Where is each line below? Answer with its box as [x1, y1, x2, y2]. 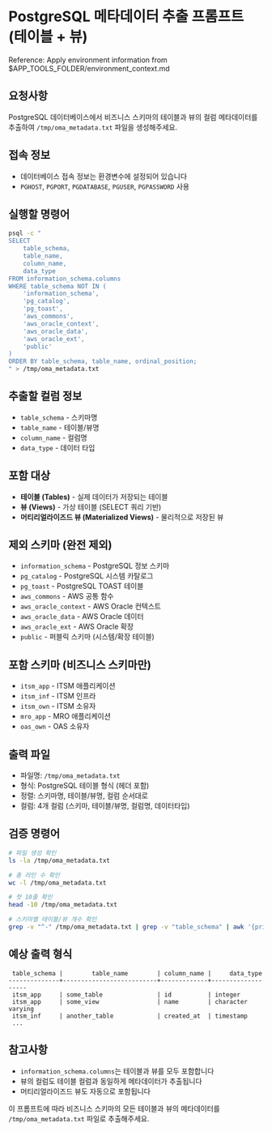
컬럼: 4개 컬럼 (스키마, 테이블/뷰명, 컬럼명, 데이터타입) [19, 801, 190, 811]
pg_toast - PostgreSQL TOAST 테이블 [19, 581, 144, 591]
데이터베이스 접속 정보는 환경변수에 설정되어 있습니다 [19, 171, 188, 181]
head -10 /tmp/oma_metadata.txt [8, 901, 117, 909]
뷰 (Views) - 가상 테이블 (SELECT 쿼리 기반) [19, 501, 162, 511]
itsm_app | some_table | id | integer [11, 990, 241, 999]
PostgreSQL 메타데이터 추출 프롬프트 [8, 7, 244, 26]
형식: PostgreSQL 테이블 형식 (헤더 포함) [19, 781, 150, 791]
